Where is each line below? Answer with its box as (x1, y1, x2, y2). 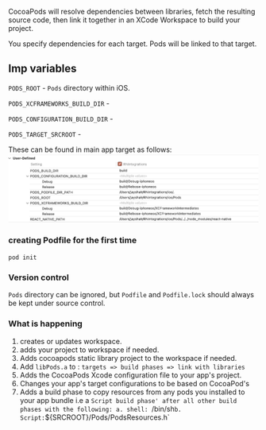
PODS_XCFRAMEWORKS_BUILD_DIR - (8, 99, 110, 108)
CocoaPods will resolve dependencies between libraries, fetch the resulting (8, 7, 256, 16)
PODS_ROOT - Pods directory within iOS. (8, 83, 131, 92)
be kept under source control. (8, 298, 106, 308)
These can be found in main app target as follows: (8, 145, 172, 154)
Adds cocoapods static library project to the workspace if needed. (19, 353, 237, 362)
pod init (8, 254, 37, 261)
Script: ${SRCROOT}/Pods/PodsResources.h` (19, 413, 171, 422)
